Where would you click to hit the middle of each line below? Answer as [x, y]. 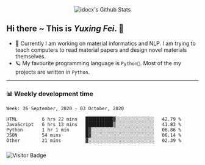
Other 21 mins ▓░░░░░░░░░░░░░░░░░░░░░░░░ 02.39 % [94, 141]
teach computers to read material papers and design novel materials [101, 50]
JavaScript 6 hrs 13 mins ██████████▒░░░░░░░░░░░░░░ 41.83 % [94, 125]
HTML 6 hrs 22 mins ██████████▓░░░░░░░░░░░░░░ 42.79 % [94, 119]
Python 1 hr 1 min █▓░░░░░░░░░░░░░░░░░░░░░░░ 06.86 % [94, 130]
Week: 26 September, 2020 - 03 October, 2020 [65, 109]
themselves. [31, 56]
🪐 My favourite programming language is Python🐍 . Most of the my [98, 63]
